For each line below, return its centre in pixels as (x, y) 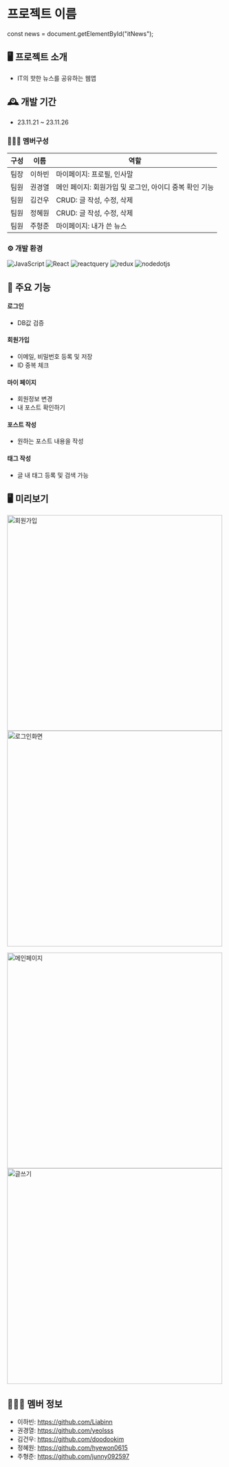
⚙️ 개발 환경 (25, 248)
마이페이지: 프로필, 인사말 (95, 174)
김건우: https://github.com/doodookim (70, 1439)
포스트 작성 (22, 425)
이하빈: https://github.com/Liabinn (65, 1422)
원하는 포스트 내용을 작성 (50, 441)
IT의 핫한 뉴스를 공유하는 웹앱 (56, 78)
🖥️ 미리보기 (28, 499)
